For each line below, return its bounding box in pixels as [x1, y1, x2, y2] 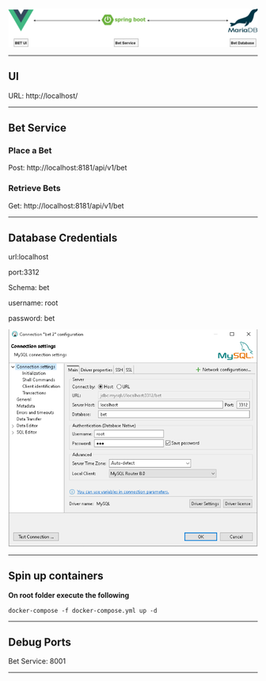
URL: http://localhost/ [8, 90, 78, 100]
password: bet [8, 314, 55, 323]
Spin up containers [8, 569, 104, 583]
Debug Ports [8, 635, 71, 648]
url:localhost [8, 252, 49, 262]
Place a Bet [8, 144, 52, 155]
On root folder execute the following [8, 590, 130, 599]
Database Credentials [8, 231, 118, 244]
